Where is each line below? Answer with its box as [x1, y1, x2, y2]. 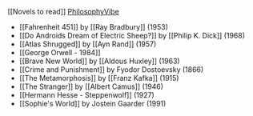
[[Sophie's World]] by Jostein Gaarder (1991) [18, 99, 167, 108]
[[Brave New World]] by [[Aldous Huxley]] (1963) [18, 56, 181, 66]
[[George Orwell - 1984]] [18, 48, 101, 57]
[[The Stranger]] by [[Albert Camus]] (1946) [18, 82, 164, 91]
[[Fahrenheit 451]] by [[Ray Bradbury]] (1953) [18, 22, 169, 31]
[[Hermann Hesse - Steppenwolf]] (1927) [18, 90, 155, 99]
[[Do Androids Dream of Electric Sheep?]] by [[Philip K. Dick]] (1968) [18, 31, 246, 40]
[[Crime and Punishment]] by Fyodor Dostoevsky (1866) [18, 65, 204, 74]
